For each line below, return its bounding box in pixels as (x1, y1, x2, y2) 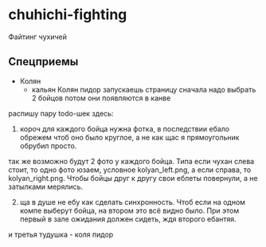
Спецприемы (8, 55, 79, 69)
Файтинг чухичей (8, 32, 68, 41)
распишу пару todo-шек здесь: (8, 108, 114, 118)
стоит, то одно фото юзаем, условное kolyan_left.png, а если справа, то (8, 165, 252, 174)
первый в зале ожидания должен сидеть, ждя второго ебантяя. (19, 214, 237, 224)
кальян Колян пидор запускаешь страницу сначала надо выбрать (31, 84, 256, 94)
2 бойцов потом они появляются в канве (31, 93, 171, 103)
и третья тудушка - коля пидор (8, 229, 114, 239)
